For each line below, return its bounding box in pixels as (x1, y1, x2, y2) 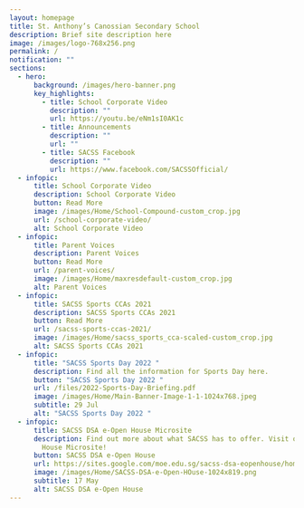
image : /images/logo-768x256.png (9, 38, 136, 48)
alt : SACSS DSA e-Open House (33, 484, 144, 494)
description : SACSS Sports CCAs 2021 (33, 308, 176, 317)
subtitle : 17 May (33, 476, 100, 485)
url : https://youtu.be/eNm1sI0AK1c (49, 114, 184, 123)
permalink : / (9, 47, 59, 56)
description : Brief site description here (9, 30, 172, 39)
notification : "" (9, 55, 75, 64)
